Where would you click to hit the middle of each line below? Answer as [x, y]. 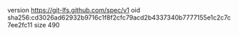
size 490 [47, 25]
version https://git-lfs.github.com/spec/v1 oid [74, 10]
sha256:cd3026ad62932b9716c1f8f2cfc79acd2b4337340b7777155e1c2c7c [119, 17]
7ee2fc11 [20, 25]
